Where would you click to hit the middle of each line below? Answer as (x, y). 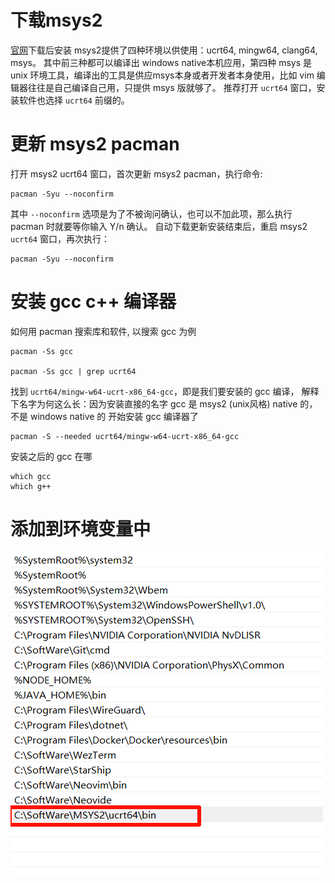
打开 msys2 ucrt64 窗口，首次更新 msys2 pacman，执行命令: (136, 173)
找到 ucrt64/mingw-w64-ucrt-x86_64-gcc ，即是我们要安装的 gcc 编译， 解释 (165, 391)
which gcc (31, 476)
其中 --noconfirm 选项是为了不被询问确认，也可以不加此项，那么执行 (151, 213)
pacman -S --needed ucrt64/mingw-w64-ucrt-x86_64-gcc (125, 436)
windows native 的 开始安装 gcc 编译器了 (114, 416)
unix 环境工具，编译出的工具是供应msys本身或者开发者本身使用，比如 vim (162, 75)
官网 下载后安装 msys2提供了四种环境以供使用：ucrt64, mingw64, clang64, (164, 50)
